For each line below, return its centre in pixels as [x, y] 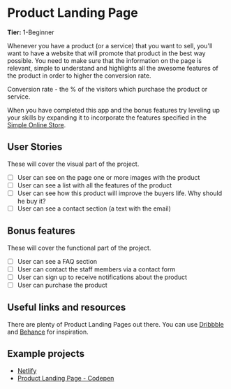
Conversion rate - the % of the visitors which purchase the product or [107, 89]
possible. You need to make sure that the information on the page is [105, 60]
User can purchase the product [62, 285]
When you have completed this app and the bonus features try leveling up [113, 110]
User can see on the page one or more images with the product [109, 177]
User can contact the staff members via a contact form [96, 269]
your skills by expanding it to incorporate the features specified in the [107, 118]
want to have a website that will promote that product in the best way [106, 53]
